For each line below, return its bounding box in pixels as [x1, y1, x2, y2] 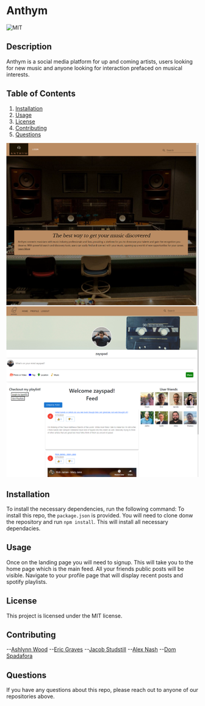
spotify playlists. [6, 578, 48, 585]
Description [6, 42, 52, 52]
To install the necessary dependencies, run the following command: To [6, 505, 185, 512]
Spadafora [6, 652, 33, 660]
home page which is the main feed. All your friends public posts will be [6, 565, 184, 572]
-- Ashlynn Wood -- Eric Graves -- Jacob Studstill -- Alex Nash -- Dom [6, 646, 176, 653]
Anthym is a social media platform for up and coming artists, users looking [6, 57, 193, 65]
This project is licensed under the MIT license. [6, 612, 123, 619]
